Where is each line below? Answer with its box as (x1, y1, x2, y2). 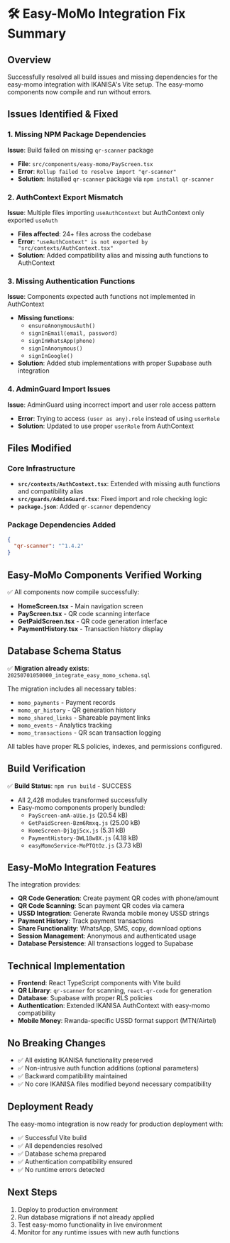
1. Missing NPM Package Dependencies (7, 129, 147, 139)
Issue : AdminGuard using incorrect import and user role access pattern (7, 400, 217, 409)
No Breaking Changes (7, 1037, 106, 1049)
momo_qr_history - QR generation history (17, 706, 136, 714)
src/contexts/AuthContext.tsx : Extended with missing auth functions (17, 480, 221, 488)
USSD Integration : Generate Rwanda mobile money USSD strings (17, 909, 209, 918)
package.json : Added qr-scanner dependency (17, 502, 151, 511)
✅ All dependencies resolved (17, 1141, 103, 1150)
